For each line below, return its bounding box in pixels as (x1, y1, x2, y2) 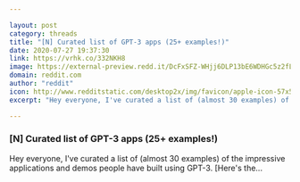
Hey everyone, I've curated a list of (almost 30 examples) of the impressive (9, 153, 286, 163)
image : (9, 62, 34, 71)
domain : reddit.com (9, 70, 82, 80)
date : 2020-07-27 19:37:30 (9, 45, 110, 54)
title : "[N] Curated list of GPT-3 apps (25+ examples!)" (9, 37, 229, 46)
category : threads (9, 29, 78, 38)
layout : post (9, 21, 58, 29)
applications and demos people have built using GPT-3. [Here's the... (9, 162, 263, 173)
